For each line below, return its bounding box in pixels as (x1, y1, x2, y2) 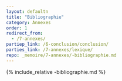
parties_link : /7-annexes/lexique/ (6, 47, 93, 53)
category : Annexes (6, 19, 51, 25)
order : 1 (6, 25, 28, 31)
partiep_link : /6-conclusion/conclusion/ (6, 42, 109, 48)
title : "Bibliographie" (6, 14, 65, 20)
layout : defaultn (6, 8, 49, 15)
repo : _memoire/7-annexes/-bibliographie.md (6, 52, 117, 58)
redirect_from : (6, 31, 43, 36)
